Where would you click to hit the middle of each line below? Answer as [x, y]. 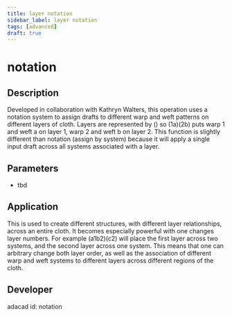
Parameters [33, 168]
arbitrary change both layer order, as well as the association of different [109, 253]
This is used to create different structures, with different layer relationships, [115, 224]
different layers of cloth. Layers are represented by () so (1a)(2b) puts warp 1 [116, 124]
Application [33, 207]
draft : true [24, 33]
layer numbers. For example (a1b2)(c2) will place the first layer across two [113, 238]
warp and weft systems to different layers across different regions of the [110, 260]
